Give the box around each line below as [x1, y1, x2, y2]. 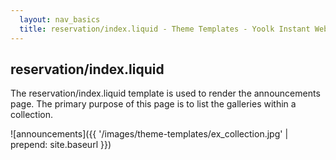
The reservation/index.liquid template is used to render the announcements [10, 87, 321, 100]
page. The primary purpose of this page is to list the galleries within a [10, 98, 297, 110]
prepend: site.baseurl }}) [10, 139, 112, 151]
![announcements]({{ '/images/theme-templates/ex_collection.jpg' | [10, 128, 289, 140]
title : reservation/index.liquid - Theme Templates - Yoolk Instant [19, 24, 311, 34]
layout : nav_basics [19, 14, 101, 25]
